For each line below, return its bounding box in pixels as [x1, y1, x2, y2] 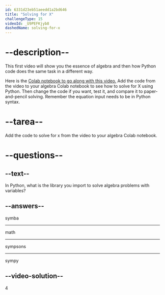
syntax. [5, 99, 20, 105]
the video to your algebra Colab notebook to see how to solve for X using [5, 83, 153, 89]
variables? [5, 188, 26, 193]
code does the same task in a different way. [5, 69, 93, 74]
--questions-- [5, 150, 63, 161]
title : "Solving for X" [5, 12, 54, 17]
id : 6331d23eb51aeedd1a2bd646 [5, 7, 67, 12]
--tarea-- [5, 116, 43, 127]
